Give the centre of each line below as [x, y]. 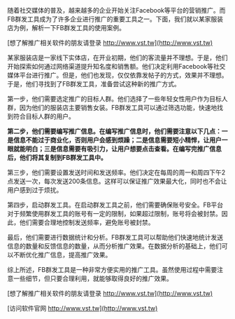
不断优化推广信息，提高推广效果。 [62, 255]
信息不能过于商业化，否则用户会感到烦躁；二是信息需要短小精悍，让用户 [117, 140]
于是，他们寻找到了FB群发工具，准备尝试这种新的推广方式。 [94, 84]
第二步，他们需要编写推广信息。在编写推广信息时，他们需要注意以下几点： [114, 131]
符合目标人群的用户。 [44, 116]
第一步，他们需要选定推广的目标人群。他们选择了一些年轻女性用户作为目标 [114, 99]
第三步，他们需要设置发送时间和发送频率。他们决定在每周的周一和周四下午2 [116, 172]
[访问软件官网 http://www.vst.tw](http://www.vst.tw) [83, 308]
